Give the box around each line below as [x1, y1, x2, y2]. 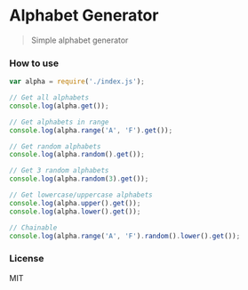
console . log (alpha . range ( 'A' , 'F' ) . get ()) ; [9, 125, 173, 134]
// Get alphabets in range [9, 117, 109, 126]
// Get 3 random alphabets [9, 166, 109, 175]
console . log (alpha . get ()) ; [9, 101, 109, 110]
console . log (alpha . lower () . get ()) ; [9, 206, 141, 216]
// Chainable [9, 223, 58, 232]
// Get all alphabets [9, 93, 90, 102]
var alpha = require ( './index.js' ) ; [9, 77, 145, 86]
